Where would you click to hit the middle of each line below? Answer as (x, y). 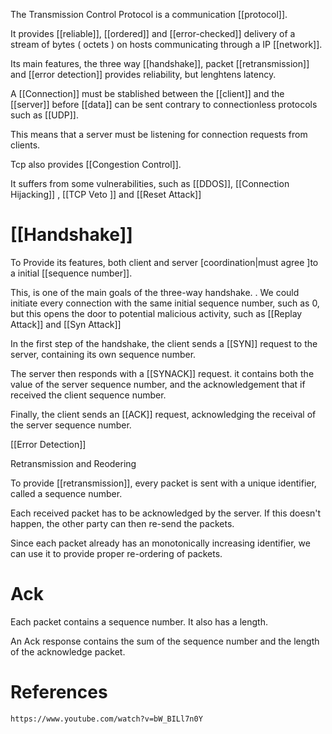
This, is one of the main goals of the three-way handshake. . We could (155, 292)
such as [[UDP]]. (44, 115)
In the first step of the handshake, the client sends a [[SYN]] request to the (164, 343)
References (59, 692)
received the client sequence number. (88, 395)
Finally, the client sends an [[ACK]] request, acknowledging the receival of (163, 414)
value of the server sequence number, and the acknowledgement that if (158, 384)
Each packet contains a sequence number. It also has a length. (139, 621)
